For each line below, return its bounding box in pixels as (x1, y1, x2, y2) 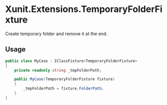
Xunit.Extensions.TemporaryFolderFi (5, 3, 162, 15)
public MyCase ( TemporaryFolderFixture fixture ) (14, 76, 115, 82)
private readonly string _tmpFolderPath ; (14, 67, 101, 73)
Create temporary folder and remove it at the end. (5, 30, 107, 36)
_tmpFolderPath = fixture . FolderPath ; (23, 86, 104, 91)
